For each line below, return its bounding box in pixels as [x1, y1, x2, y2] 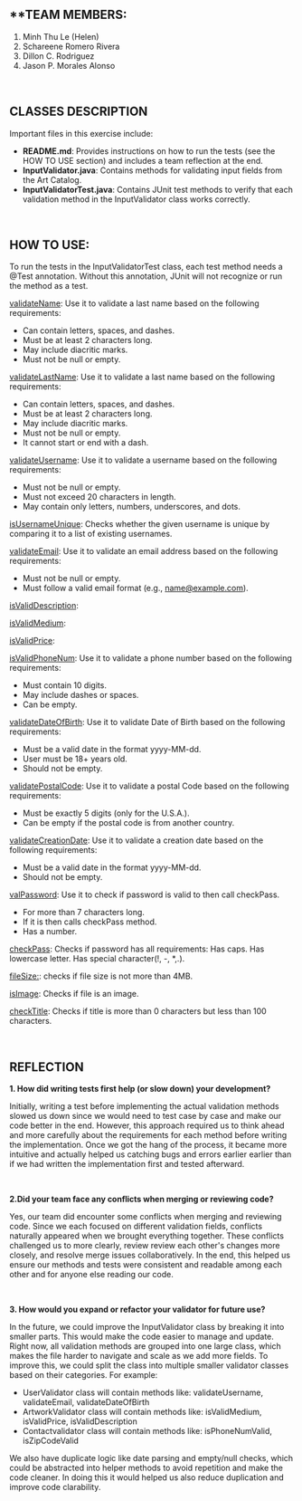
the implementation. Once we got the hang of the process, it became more [9, 1140, 288, 1151]
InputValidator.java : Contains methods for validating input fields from [22, 165, 283, 176]
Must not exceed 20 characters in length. [22, 492, 176, 502]
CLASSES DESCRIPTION [9, 104, 148, 120]
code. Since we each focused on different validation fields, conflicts [9, 1221, 263, 1232]
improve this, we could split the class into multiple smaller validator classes [9, 1360, 289, 1371]
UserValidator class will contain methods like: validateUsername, [22, 1387, 264, 1398]
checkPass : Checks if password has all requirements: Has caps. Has [9, 943, 265, 954]
